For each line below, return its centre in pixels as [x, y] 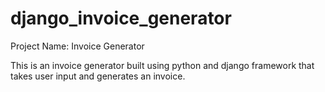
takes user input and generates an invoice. [98, 76]
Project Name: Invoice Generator [77, 46]
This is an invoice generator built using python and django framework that [162, 65]
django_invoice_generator [121, 18]
